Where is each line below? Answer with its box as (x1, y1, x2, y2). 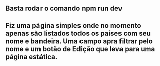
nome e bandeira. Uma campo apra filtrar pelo (5, 37, 153, 45)
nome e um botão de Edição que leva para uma (5, 45, 155, 53)
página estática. (5, 52, 58, 61)
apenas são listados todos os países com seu (5, 29, 151, 37)
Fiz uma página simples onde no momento (5, 21, 141, 30)
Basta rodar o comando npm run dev (5, 4, 123, 13)
